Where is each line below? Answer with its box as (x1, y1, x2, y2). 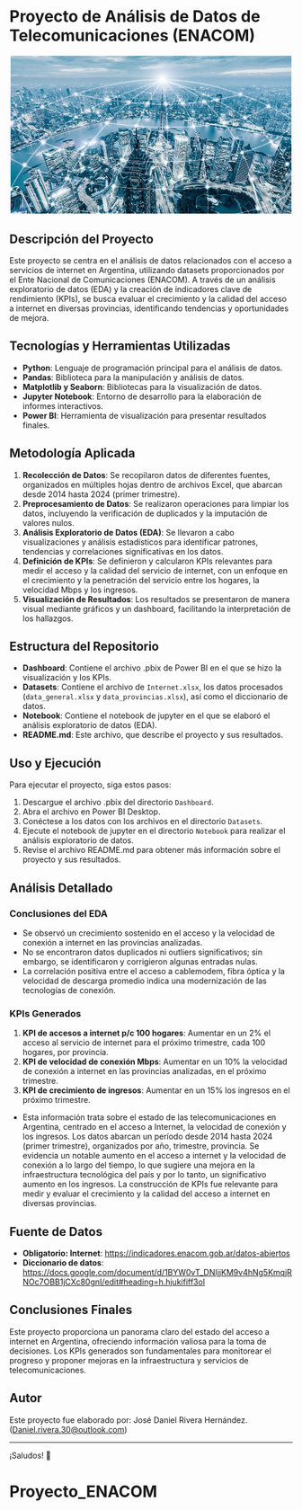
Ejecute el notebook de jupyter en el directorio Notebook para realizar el (22, 825, 286, 837)
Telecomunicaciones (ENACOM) (9, 25, 256, 46)
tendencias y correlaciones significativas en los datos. (22, 546, 224, 556)
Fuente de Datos (9, 1224, 103, 1239)
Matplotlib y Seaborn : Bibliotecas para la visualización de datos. (22, 381, 262, 392)
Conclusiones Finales (9, 1302, 133, 1318)
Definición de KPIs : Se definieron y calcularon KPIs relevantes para (22, 555, 272, 566)
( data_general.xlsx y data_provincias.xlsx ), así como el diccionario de (22, 691, 289, 702)
